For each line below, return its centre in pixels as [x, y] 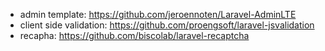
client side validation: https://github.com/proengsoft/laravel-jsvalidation [167, 25]
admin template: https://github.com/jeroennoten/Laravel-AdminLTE [158, 14]
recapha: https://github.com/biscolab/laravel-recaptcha [134, 35]
